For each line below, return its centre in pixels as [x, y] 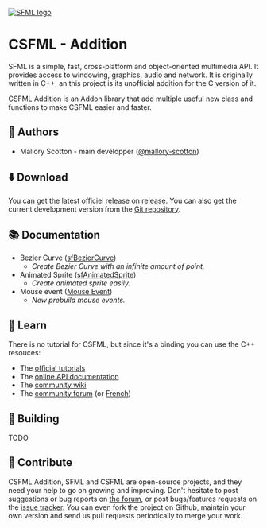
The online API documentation [69, 377]
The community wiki [53, 385]
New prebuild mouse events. [78, 300]
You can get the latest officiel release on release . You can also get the [122, 200]
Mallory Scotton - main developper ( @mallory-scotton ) [110, 151]
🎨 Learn [28, 325]
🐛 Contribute [41, 462]
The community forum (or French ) [75, 394]
